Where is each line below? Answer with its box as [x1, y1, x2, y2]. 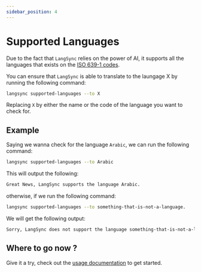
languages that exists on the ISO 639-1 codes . [6, 61, 120, 68]
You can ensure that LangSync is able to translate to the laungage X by [6, 73, 178, 80]
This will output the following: [6, 170, 79, 177]
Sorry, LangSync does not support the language [6, 226, 127, 232]
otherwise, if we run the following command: [6, 193, 117, 199]
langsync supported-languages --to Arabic [6, 159, 114, 165]
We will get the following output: [6, 214, 86, 222]
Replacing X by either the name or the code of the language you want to [6, 101, 183, 109]
